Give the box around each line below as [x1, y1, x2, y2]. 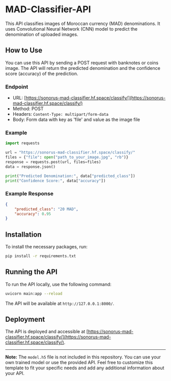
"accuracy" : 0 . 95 [14, 211, 51, 216]
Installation [5, 230, 42, 239]
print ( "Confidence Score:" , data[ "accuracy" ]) [5, 178, 106, 183]
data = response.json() [5, 164, 56, 169]
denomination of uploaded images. [5, 31, 78, 37]
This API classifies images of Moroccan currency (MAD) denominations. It [5, 20, 160, 27]
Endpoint [5, 83, 28, 90]
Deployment [5, 315, 45, 324]
